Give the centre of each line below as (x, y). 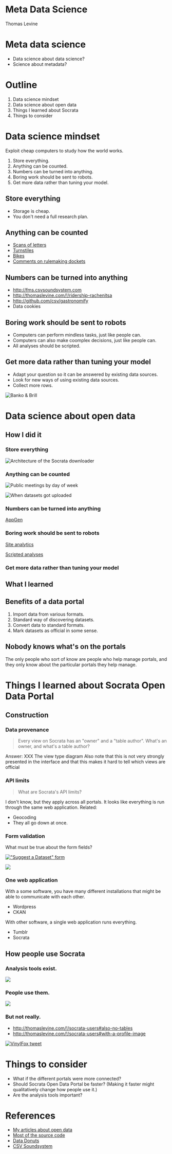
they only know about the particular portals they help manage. (71, 664)
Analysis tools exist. (31, 968)
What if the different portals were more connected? (67, 1078)
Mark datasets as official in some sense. (55, 630)
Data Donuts (26, 1141)
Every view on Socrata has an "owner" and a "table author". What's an (92, 741)
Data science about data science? (49, 59)
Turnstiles (23, 250)
